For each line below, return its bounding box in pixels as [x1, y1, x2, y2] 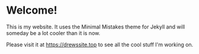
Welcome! [6, 4, 58, 17]
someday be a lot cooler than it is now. [6, 29, 100, 36]
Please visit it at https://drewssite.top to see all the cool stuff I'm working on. [6, 41, 194, 48]
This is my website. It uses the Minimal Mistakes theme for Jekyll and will [6, 23, 185, 30]
